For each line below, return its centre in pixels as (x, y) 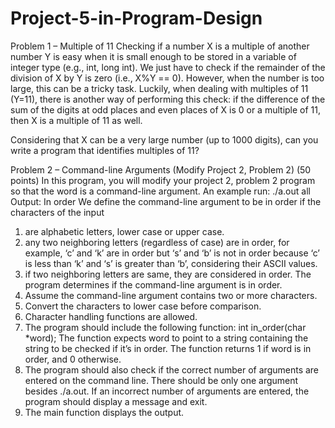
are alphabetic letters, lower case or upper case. (124, 231)
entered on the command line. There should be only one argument (161, 380)
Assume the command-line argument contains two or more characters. (171, 295)
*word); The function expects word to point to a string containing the (166, 338)
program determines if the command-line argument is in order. (153, 284)
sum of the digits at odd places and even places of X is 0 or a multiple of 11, (166, 109)
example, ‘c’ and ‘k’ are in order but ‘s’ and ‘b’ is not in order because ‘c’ (172, 253)
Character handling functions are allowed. (111, 316)
